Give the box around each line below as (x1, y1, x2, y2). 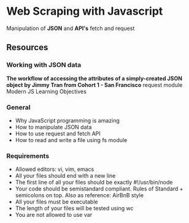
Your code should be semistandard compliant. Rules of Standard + (15, 185, 183, 192)
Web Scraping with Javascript (6, 4, 163, 18)
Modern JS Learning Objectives (6, 88, 87, 95)
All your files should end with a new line (15, 172, 116, 180)
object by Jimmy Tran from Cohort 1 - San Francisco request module (6, 81, 183, 88)
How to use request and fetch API (15, 130, 101, 137)
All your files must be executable (15, 198, 98, 206)
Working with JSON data (6, 61, 82, 69)
